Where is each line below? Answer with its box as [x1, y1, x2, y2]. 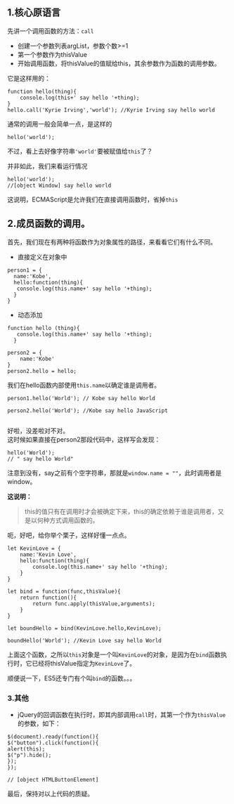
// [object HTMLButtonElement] [7, 776, 99, 783]
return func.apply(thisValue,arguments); [32, 600, 156, 607]
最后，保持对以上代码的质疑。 [7, 789, 93, 798]
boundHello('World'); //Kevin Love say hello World [7, 637, 162, 644]
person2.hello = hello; [7, 367, 77, 374]
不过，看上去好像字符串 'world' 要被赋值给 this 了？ [7, 147, 153, 155]
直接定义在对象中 [17, 252, 67, 261]
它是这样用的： [7, 74, 51, 82]
